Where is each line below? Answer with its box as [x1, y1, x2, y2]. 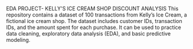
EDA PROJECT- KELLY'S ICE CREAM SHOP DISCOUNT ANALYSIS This [6, 5, 179, 12]
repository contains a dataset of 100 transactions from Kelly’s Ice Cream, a [6, 11, 187, 18]
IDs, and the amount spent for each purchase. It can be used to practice [6, 24, 181, 31]
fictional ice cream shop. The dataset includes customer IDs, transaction [6, 18, 182, 24]
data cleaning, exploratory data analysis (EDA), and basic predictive [6, 30, 171, 37]
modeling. [6, 37, 31, 43]
